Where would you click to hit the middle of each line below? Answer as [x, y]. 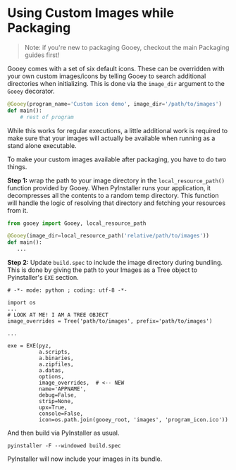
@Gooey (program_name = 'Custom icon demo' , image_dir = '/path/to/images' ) [114, 104]
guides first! [42, 55]
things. [17, 166]
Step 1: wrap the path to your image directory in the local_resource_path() [116, 180]
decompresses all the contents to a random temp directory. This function [113, 195]
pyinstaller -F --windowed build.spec [64, 446]
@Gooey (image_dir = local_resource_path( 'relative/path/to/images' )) [108, 236]
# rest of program [47, 117]
